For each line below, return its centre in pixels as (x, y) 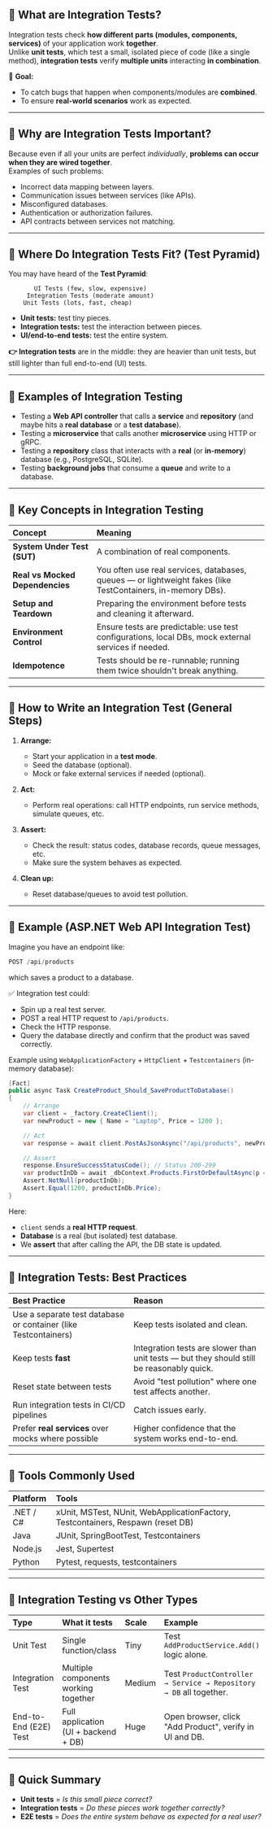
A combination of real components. (163, 552)
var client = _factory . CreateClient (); (91, 1114)
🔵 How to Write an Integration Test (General (121, 708)
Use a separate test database (68, 1314)
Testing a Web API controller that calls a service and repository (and (137, 417)
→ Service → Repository (210, 1683)
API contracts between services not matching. (97, 221)
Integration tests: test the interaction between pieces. (111, 327)
